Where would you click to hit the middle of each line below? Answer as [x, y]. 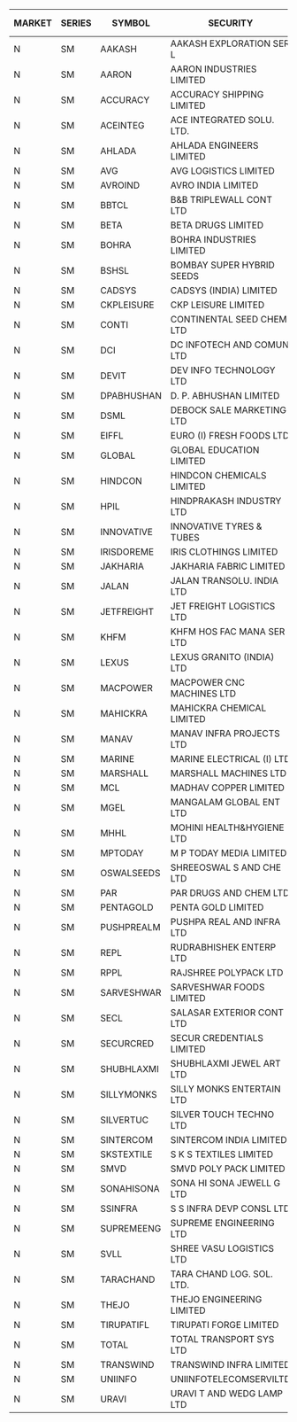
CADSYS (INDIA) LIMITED [224, 290]
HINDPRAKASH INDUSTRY [226, 501]
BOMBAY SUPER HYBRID [223, 265]
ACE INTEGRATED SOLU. [222, 120]
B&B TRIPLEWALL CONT [221, 200]
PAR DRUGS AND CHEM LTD [230, 893]
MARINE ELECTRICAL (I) [221, 759]
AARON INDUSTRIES [213, 69]
